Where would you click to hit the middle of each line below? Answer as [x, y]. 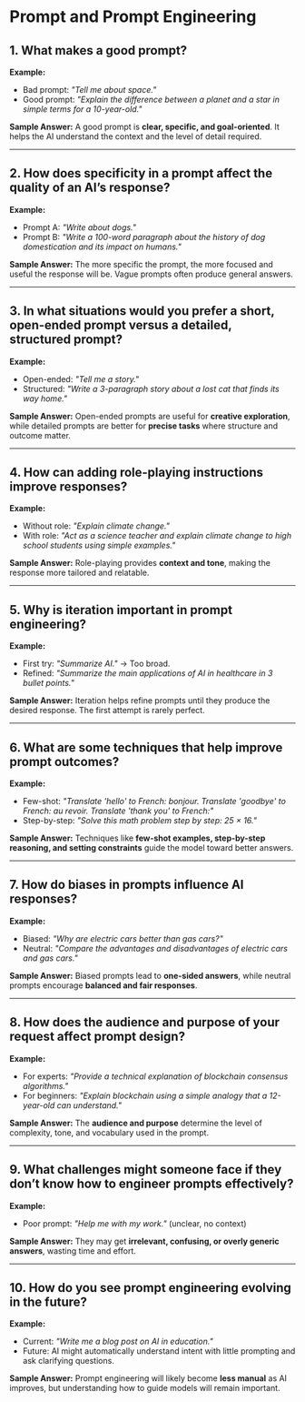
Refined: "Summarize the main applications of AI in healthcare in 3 [148, 673]
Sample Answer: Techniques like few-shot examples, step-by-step [138, 838]
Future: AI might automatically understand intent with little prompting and [159, 1351]
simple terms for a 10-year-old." [82, 109]
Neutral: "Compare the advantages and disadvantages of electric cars [155, 948]
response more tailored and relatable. [79, 573]
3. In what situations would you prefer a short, [142, 311]
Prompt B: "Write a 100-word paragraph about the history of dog [144, 237]
